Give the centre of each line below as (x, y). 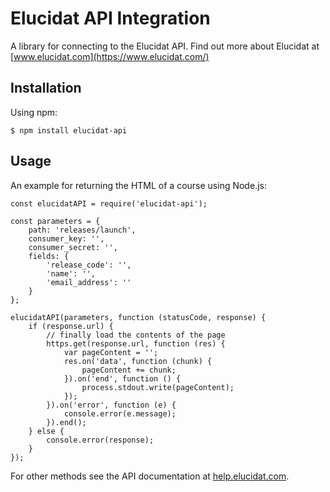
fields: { (49, 256)
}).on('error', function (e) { (111, 405)
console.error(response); (100, 440)
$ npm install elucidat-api (69, 130)
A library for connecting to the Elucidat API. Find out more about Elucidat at (165, 46)
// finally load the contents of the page (136, 335)
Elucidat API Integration (110, 18)
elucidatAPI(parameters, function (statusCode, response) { (138, 317)
